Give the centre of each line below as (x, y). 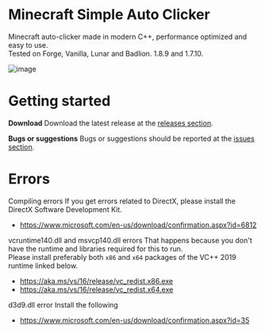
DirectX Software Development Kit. (65, 209)
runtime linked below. (43, 265)
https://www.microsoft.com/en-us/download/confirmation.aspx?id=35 (134, 320)
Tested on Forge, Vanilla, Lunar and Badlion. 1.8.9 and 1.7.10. (106, 53)
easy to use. (28, 45)
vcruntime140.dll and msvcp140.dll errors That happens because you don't (130, 240)
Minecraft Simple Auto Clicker (109, 15)
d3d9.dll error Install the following (63, 304)
